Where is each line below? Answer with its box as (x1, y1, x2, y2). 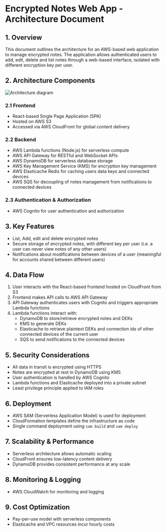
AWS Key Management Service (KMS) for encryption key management (12, 163, 157, 169)
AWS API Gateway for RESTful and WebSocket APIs (12, 153, 118, 159)
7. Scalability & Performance (5, 437, 94, 446)
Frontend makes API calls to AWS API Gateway (12, 294, 108, 300)
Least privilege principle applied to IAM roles (12, 385, 104, 391)
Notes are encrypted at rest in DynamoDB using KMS (12, 370, 121, 375)
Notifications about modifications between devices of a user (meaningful (12, 251, 162, 257)
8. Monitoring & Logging (5, 476, 81, 484)
